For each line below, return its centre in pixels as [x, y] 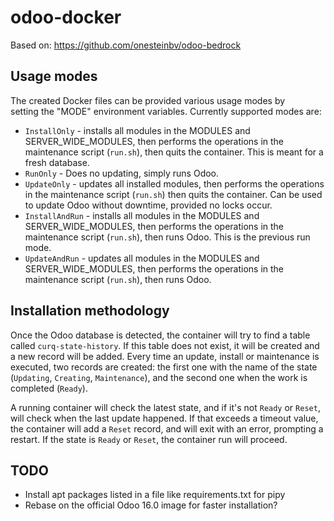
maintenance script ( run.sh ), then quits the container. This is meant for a [174, 152]
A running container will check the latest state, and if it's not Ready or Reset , [165, 407]
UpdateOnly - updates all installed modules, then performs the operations [174, 183]
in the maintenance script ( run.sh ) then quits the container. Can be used [173, 194]
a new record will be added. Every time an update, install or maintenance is [165, 356]
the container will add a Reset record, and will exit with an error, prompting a [167, 428]
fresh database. [57, 162]
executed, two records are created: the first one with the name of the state [164, 367]
